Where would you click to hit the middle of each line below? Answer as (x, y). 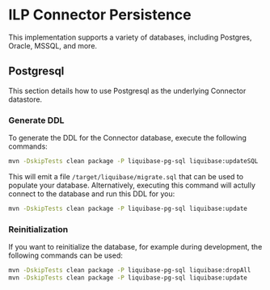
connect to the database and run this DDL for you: (92, 193)
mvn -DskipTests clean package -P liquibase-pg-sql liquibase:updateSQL (133, 162)
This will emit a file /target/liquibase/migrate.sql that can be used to (126, 176)
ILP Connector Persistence (100, 15)
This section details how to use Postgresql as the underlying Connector (127, 90)
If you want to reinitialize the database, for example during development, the (135, 247)
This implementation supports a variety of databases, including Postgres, (130, 37)
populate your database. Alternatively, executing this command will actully (132, 185)
